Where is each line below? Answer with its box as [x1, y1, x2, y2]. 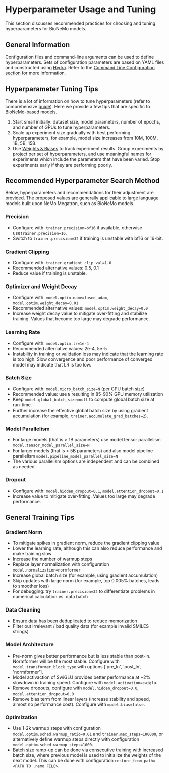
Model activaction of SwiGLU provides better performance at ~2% [12, 674, 151, 680]
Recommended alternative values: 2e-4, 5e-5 [12, 345, 107, 351]
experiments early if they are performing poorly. [12, 161, 112, 168]
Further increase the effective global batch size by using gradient [12, 407, 148, 413]
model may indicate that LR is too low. [12, 361, 92, 368]
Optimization [5, 714, 38, 721]
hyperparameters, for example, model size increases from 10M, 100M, [12, 135, 158, 141]
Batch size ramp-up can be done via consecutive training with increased [12, 747, 163, 753]
